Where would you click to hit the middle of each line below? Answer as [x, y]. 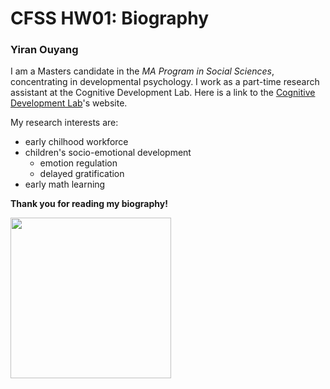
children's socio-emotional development [108, 153]
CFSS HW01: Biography [110, 18]
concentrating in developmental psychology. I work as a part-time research [165, 82]
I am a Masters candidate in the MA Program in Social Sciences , [142, 71]
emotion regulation [78, 163]
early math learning [65, 184]
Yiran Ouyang [44, 50]
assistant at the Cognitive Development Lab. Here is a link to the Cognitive [163, 93]
